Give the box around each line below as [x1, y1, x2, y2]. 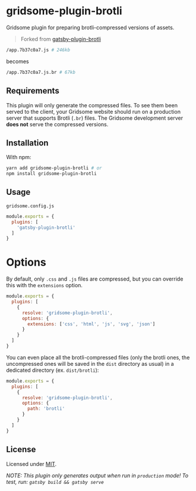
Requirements [6, 86, 59, 96]
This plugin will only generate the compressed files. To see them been [6, 101, 178, 108]
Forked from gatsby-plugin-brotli [20, 35, 101, 42]
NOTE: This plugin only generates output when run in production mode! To [6, 472, 189, 479]
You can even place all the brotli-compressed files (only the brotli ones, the [6, 353, 190, 361]
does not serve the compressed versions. [6, 120, 109, 128]
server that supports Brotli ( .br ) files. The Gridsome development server [6, 114, 183, 122]
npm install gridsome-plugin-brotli [6, 171, 97, 177]
